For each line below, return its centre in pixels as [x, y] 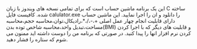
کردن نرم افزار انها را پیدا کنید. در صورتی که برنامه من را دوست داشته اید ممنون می [99, 33]
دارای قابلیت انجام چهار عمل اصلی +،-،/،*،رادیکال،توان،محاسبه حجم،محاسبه [90, 21]
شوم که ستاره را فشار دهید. [37, 39]
